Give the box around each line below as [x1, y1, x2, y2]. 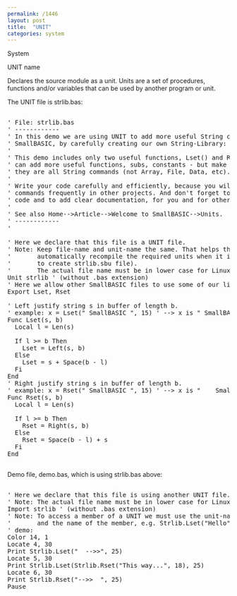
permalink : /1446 [7, 10, 59, 18]
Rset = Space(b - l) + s [22, 436, 108, 444]
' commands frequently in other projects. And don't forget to [7, 189, 231, 197]
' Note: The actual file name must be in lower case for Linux [7, 498, 231, 506]
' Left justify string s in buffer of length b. [7, 302, 178, 310]
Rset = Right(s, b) [22, 422, 90, 430]
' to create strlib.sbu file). [7, 260, 138, 268]
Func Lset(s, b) [7, 316, 63, 324]
